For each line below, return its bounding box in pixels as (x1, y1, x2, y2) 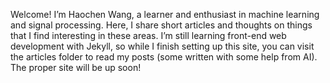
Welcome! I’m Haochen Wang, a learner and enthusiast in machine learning (10, 9, 320, 20)
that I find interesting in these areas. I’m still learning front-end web (10, 30, 287, 41)
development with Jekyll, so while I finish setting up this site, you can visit (10, 40, 315, 52)
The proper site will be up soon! (10, 62, 142, 73)
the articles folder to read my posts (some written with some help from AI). (10, 51, 318, 63)
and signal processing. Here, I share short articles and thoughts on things (10, 19, 313, 31)
